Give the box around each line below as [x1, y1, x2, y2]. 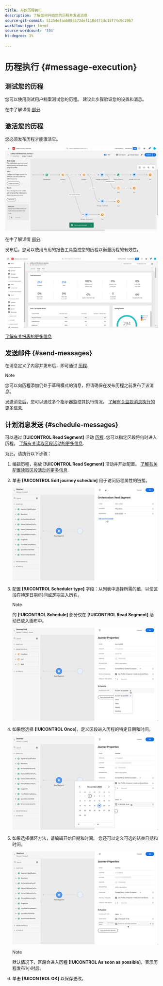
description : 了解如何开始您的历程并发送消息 [5, 13, 88, 18]
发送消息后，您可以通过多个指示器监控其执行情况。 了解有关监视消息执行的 [5, 399, 155, 405]
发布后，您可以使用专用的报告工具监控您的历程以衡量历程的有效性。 [5, 246, 141, 252]
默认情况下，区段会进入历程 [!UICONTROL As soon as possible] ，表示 [12, 959, 154, 965]
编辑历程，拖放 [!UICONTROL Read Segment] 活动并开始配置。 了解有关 [12, 461, 158, 467]
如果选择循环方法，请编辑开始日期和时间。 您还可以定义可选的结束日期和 [12, 835, 158, 841]
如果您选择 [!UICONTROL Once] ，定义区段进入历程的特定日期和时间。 [12, 726, 153, 732]
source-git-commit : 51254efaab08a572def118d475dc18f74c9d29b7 [5, 18, 133, 23]
